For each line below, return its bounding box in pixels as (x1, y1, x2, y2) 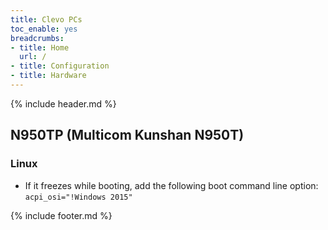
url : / (19, 52, 47, 62)
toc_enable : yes (10, 24, 78, 34)
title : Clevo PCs (10, 14, 83, 25)
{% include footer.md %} (10, 209, 113, 221)
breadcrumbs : (10, 33, 65, 43)
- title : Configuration (10, 61, 110, 71)
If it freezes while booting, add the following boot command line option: (24, 179, 319, 191)
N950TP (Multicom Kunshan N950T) (10, 127, 245, 144)
